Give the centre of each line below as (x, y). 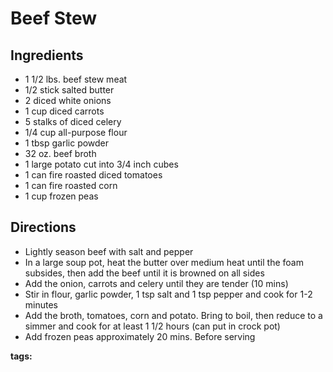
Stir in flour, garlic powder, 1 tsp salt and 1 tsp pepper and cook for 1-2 (168, 294)
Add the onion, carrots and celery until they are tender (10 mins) (156, 283)
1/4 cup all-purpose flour (76, 132)
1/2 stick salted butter (69, 90)
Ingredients (47, 55)
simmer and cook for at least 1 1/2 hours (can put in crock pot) (152, 326)
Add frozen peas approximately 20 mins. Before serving (140, 336)
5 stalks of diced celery (73, 121)
